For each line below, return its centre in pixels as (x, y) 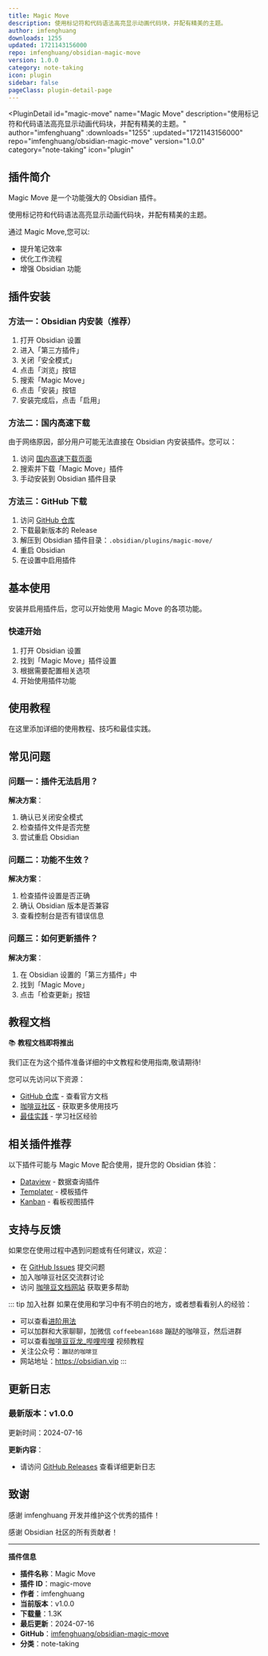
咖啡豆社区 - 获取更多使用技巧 (69, 1106)
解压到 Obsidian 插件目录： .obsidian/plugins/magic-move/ (116, 540)
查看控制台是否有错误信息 (62, 916)
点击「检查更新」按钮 (55, 994)
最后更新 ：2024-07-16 (57, 1623)
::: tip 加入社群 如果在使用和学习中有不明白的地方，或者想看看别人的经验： (130, 1304)
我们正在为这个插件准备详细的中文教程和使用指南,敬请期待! (105, 1062)
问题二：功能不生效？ (49, 860)
